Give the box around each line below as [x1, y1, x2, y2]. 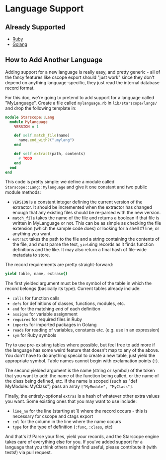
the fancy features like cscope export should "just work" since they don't [5, 74, 155, 80]
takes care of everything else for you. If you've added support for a [5, 439, 143, 445]
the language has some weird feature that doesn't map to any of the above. [5, 347, 160, 353]
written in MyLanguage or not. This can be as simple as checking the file [12, 220, 162, 226]
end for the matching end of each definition [12, 306, 100, 312]
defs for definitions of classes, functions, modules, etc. [12, 301, 125, 307]
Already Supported [5, 23, 66, 31]
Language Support [5, 3, 84, 14]
